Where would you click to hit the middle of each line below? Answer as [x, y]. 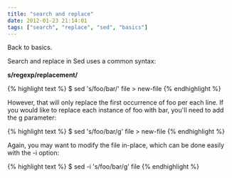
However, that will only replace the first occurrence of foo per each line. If [116, 103]
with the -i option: [33, 153]
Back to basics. [30, 48]
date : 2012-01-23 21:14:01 [47, 21]
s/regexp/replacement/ [43, 75]
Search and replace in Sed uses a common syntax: [82, 61]
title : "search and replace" [51, 14]
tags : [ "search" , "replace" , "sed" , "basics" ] [78, 27]
